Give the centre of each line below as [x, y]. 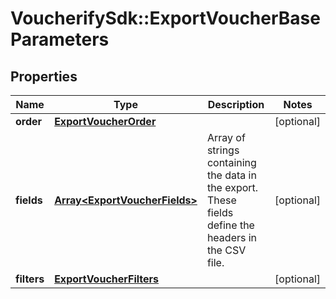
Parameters [60, 39]
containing [231, 162]
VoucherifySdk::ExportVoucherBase [165, 18]
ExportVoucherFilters [107, 279]
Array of [226, 137]
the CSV [226, 250]
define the [230, 225]
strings [223, 150]
